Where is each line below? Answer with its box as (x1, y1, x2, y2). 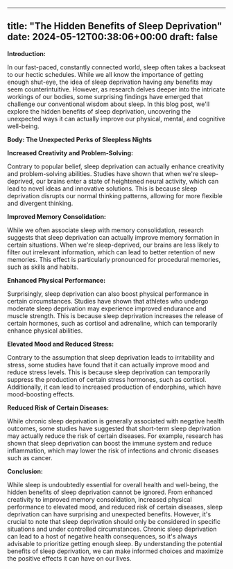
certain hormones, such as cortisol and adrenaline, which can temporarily (7, 319, 218, 327)
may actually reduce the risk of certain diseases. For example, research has (7, 431, 224, 440)
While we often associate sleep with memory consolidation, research (7, 226, 204, 234)
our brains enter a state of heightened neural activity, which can (35, 177, 219, 185)
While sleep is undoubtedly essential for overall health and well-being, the (7, 480, 218, 489)
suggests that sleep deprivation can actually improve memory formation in (7, 233, 220, 241)
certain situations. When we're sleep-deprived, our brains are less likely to (7, 240, 220, 249)
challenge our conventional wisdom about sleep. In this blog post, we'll (7, 100, 210, 108)
